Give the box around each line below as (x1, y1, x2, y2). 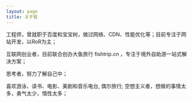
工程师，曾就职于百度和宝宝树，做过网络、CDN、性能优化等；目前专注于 (6, 30, 181, 38)
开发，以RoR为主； (11, 38, 57, 45)
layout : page (6, 8, 38, 15)
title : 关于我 (6, 14, 38, 20)
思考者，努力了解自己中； (6, 70, 68, 77)
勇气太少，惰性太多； (16, 90, 68, 97)
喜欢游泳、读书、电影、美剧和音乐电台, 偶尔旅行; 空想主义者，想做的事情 (6, 82, 181, 89)
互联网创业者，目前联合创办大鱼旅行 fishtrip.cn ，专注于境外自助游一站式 (6, 50, 182, 57)
